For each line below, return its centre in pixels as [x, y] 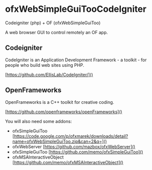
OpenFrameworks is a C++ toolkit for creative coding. [60, 102]
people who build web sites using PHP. [45, 65]
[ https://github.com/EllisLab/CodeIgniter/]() [49, 75]
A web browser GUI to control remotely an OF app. [57, 32]
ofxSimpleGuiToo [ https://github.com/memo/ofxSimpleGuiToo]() [77, 152]
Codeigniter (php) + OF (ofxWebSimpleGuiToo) [53, 23]
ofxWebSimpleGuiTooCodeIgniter [76, 9]
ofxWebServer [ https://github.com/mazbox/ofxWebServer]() [74, 146]
